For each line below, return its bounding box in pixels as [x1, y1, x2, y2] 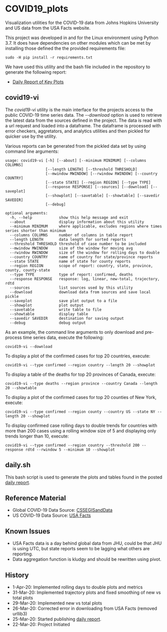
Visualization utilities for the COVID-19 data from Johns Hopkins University [5, 20, 159, 26]
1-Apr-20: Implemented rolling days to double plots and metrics [12, 584, 143, 590]
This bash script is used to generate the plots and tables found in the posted [5, 474, 162, 480]
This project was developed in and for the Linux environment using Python [5, 35, 158, 41]
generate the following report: [5, 69, 66, 75]
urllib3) [12, 611, 27, 616]
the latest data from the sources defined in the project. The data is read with [5, 117, 162, 123]
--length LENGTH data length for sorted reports [9, 237, 126, 242]
